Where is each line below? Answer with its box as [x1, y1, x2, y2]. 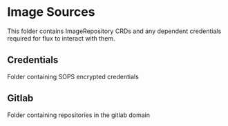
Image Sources [7, 4, 95, 20]
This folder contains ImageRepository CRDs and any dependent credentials [7, 27, 222, 35]
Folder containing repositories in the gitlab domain [7, 111, 151, 119]
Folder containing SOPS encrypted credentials [7, 72, 140, 81]
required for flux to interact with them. [7, 34, 115, 42]
